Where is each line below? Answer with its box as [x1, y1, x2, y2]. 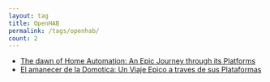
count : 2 [8, 34, 38, 43]
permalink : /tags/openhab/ [8, 27, 100, 35]
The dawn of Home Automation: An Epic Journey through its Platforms [19, 56, 256, 66]
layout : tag [8, 11, 49, 20]
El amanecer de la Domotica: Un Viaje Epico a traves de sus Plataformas [19, 65, 262, 75]
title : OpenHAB [8, 19, 60, 27]
